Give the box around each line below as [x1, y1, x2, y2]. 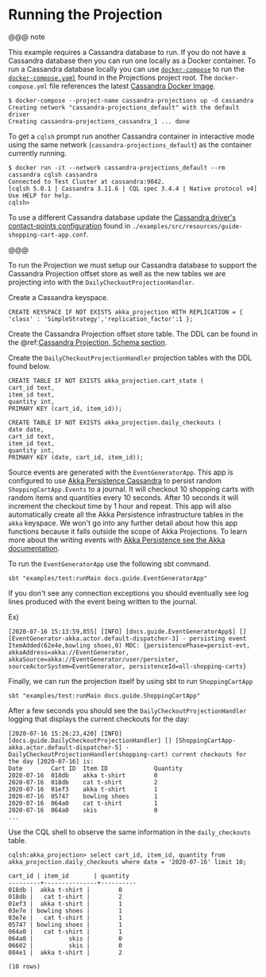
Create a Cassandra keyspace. [8, 292, 109, 302]
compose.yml [8, 82, 48, 91]
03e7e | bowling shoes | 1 [8, 906, 123, 915]
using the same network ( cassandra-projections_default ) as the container [8, 139, 253, 149]
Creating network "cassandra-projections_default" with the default [8, 104, 240, 111]
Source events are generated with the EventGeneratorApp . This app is [8, 467, 233, 477]
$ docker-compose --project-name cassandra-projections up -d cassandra [8, 96, 254, 104]
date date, [8, 425, 44, 433]
